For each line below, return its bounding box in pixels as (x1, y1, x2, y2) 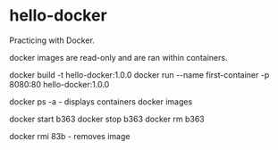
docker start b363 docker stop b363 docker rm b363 (9, 113, 205, 124)
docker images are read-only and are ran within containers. (9, 52, 228, 62)
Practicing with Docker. (9, 35, 96, 46)
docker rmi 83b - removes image (9, 130, 131, 141)
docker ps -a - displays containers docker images (9, 96, 193, 107)
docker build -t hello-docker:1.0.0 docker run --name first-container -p (9, 69, 270, 80)
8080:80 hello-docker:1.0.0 (9, 79, 110, 89)
